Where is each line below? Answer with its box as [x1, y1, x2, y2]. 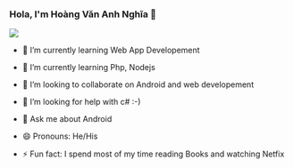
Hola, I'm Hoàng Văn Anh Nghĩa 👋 [9, 8, 157, 20]
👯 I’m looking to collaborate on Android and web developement [21, 79, 255, 90]
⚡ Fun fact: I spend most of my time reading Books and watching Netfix [21, 148, 285, 159]
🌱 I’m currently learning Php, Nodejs [21, 62, 156, 73]
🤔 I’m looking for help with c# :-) [21, 97, 141, 108]
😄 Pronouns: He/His [21, 131, 98, 141]
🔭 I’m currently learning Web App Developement [21, 44, 200, 56]
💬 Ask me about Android [21, 114, 113, 124]
